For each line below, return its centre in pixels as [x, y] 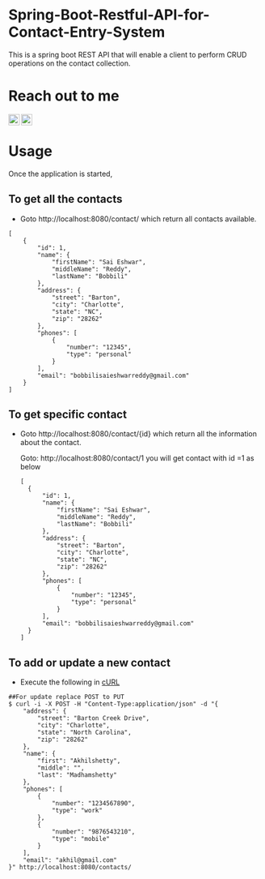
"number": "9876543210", [93, 832]
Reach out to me [64, 96]
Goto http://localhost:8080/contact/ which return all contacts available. [138, 219]
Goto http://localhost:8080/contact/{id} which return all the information [138, 434]
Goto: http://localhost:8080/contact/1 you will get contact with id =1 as [137, 458]
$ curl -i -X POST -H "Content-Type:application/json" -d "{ [114, 704]
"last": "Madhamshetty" [77, 775]
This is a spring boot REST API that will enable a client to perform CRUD [128, 54]
